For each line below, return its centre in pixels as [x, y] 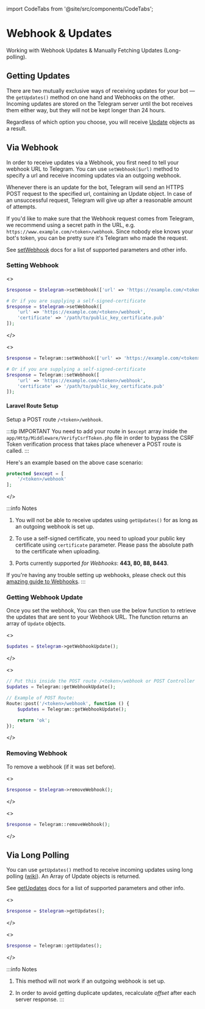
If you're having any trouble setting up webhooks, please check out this [96, 575]
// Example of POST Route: [41, 698]
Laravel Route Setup [33, 406]
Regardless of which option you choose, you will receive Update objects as [101, 122]
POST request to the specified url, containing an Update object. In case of [99, 193]
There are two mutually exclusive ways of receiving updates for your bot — [101, 90]
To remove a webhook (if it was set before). [61, 767]
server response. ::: [40, 999]
